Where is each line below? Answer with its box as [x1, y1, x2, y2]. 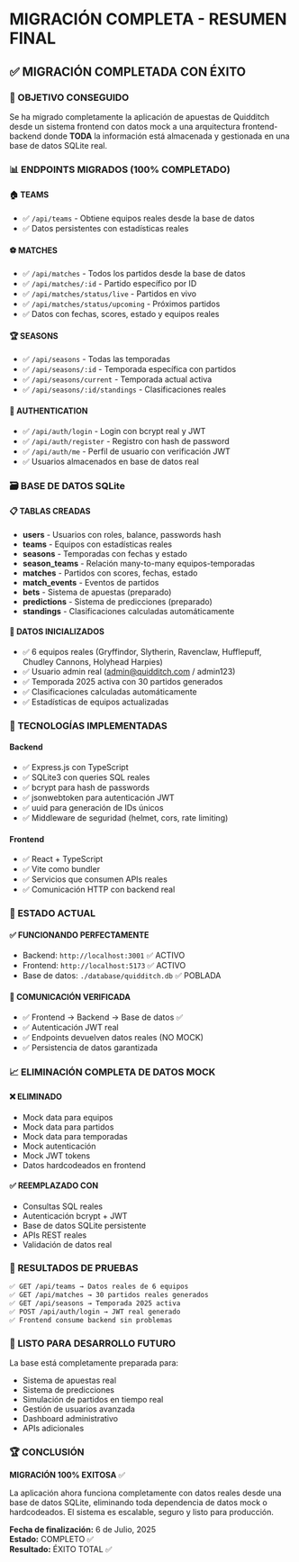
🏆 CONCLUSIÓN [9, 1446, 85, 1458]
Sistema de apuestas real [22, 1375, 117, 1385]
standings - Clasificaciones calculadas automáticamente [22, 605, 235, 616]
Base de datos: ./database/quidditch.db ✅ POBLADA [22, 970, 222, 981]
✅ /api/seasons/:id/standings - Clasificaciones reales [22, 384, 227, 395]
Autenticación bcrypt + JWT [22, 1210, 128, 1221]
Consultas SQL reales [22, 1201, 104, 1212]
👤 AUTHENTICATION [9, 405, 88, 416]
